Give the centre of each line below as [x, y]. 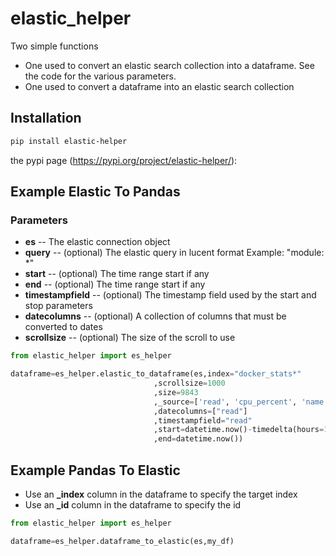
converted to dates [63, 327]
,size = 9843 [176, 392]
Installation [46, 118]
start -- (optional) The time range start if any [117, 274]
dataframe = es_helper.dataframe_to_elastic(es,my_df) [122, 541]
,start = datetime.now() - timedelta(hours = [239, 430]
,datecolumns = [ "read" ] [200, 411]
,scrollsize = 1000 [189, 383]
